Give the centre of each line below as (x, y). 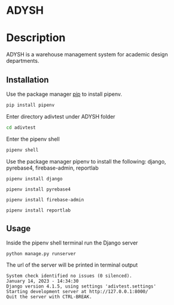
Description (36, 38)
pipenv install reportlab (38, 210)
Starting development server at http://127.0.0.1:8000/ (77, 292)
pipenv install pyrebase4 (38, 189)
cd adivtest (21, 127)
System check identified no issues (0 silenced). (69, 276)
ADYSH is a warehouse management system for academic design (87, 55)
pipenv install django (34, 179)
